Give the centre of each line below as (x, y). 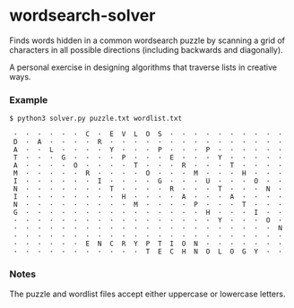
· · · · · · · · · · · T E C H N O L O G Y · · (147, 252)
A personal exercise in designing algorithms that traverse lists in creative (143, 67)
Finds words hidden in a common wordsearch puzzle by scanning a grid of (147, 40)
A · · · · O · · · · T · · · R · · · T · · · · (147, 166)
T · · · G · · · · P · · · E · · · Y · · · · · (147, 158)
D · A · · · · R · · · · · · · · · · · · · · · (147, 142)
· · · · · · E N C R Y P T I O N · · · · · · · (147, 244)
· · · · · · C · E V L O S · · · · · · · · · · (147, 134)
